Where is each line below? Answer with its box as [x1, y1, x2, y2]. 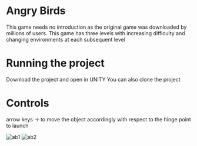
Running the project [6, 57, 105, 70]
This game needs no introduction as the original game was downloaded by [6, 23, 187, 30]
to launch [6, 122, 29, 129]
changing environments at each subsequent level [6, 36, 125, 43]
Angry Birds [6, 4, 66, 18]
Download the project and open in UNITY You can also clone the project [6, 76, 181, 83]
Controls [6, 97, 49, 110]
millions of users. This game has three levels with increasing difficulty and [6, 29, 185, 36]
